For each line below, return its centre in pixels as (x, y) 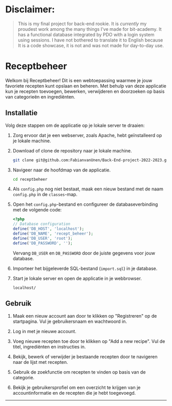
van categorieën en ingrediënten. (40, 96)
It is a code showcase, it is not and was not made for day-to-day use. (91, 45)
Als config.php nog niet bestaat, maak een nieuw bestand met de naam (88, 189)
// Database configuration (41, 224)
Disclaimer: (30, 9)
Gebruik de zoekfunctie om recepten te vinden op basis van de (79, 372)
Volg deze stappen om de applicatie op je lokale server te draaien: (75, 125)
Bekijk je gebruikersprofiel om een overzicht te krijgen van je (77, 387)
